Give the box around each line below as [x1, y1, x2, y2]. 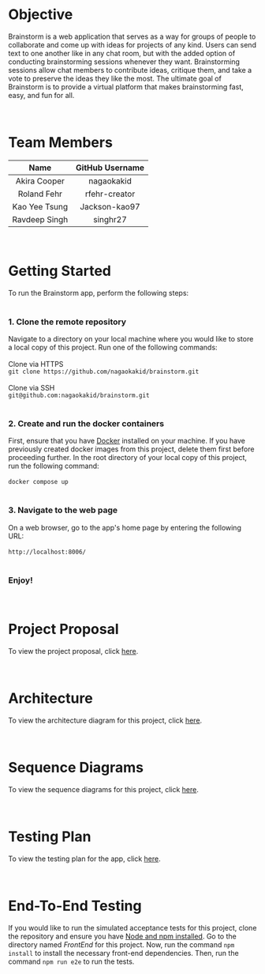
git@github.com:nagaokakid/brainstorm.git [8, 391, 150, 400]
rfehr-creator [84, 188, 136, 199]
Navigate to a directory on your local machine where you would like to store [8, 334, 254, 344]
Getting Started [8, 262, 112, 280]
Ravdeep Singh [12, 213, 69, 225]
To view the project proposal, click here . [8, 646, 139, 655]
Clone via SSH [8, 383, 55, 393]
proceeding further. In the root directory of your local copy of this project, [8, 453, 247, 462]
